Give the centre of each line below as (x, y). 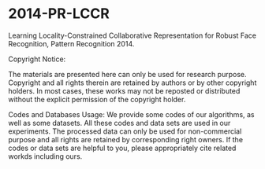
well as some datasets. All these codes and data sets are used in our (119, 123)
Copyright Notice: (37, 59)
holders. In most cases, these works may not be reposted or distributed (124, 90)
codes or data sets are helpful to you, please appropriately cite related (122, 148)
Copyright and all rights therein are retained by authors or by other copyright (132, 83)
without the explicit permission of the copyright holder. (97, 99)
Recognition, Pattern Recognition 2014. (71, 43)
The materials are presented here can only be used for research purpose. (127, 74)
